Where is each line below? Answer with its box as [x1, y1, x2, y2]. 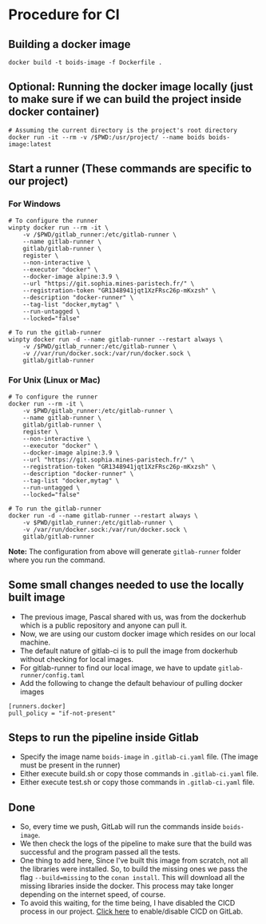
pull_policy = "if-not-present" [8, 709, 116, 717]
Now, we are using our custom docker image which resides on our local [19, 629, 256, 638]
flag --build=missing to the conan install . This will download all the [19, 873, 245, 882]
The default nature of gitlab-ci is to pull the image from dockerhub [19, 645, 238, 656]
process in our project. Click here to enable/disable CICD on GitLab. [19, 906, 244, 916]
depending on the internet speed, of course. [19, 890, 166, 899]
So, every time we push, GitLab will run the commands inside [19, 822, 221, 831]
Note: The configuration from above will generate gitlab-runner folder [8, 546, 241, 556]
